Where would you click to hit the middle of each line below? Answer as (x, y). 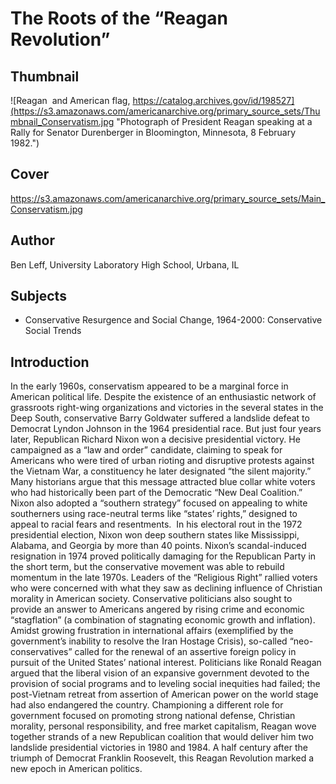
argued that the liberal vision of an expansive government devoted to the (160, 673)
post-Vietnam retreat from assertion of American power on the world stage (164, 694)
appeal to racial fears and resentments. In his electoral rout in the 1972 (156, 524)
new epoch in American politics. (76, 769)
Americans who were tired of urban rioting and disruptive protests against (162, 461)
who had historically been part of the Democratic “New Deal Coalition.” (156, 493)
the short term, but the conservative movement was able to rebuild (147, 567)
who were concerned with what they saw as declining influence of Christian (166, 588)
